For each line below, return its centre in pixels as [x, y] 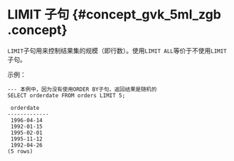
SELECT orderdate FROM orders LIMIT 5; [67, 95]
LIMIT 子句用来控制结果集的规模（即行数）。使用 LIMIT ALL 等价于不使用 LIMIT [117, 50]
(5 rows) [20, 151]
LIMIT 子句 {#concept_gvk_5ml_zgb [115, 15]
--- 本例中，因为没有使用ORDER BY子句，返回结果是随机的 [82, 89]
